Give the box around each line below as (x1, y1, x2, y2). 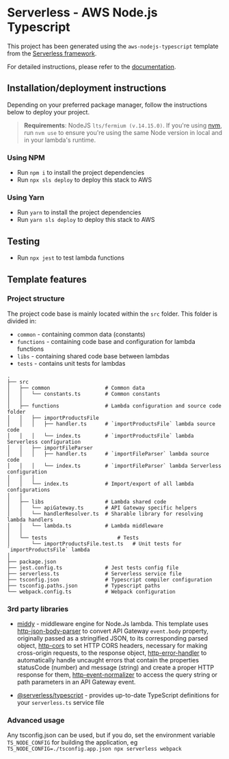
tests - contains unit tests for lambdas (16, 359, 126, 367)
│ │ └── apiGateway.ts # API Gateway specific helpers (7, 504, 197, 511)
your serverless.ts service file (16, 699, 105, 707)
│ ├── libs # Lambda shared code (7, 498, 167, 505)
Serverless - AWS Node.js (7, 5, 158, 21)
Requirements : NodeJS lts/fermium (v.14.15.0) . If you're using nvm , (23, 121, 222, 129)
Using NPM (7, 153, 46, 162)
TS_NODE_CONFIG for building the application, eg (7, 738, 138, 747)
